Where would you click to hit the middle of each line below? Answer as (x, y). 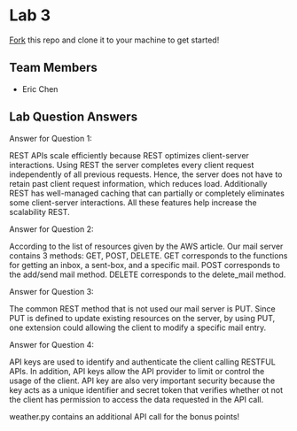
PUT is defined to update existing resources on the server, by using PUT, (142, 318)
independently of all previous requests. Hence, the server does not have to (146, 174)
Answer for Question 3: (52, 291)
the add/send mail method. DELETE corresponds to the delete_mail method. (148, 274)
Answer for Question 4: (52, 344)
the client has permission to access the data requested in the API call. (137, 399)
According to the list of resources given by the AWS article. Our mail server (146, 246)
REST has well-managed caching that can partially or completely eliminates (147, 193)
